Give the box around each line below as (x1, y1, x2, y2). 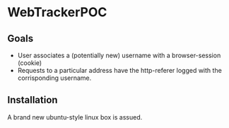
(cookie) (17, 59, 42, 67)
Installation (7, 94, 58, 106)
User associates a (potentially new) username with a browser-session (17, 51, 221, 59)
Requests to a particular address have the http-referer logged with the (17, 66, 223, 74)
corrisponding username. (17, 74, 92, 82)
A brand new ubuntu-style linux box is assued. (7, 112, 143, 121)
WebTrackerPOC (7, 4, 107, 21)
